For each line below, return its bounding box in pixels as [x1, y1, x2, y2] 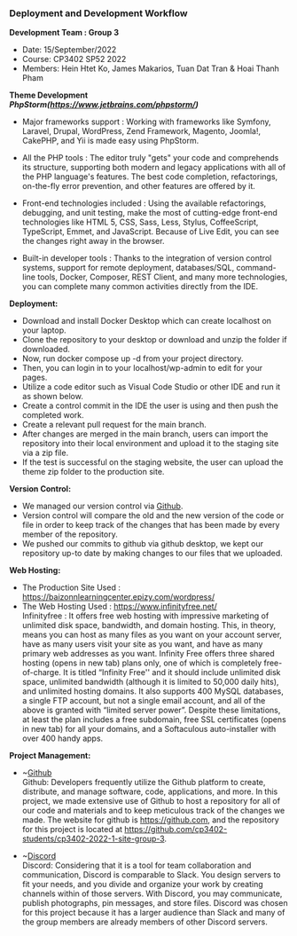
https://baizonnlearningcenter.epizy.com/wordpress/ [21, 592, 215, 602]
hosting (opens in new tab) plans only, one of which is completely [21, 657, 262, 668]
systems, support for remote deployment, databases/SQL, [21, 263, 235, 273]
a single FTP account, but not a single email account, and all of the [21, 696, 266, 706]
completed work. [21, 410, 84, 421]
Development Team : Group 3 [9, 28, 120, 38]
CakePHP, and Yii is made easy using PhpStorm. [21, 136, 199, 146]
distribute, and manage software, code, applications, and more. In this [21, 786, 278, 797]
